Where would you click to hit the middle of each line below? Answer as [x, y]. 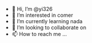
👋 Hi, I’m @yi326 [32, 9]
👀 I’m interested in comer [42, 15]
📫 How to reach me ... [39, 34]
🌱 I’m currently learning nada [47, 21]
